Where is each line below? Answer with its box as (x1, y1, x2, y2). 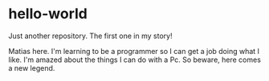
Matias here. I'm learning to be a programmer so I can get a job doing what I (8, 46, 259, 56)
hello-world (8, 5, 88, 23)
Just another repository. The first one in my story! (8, 31, 173, 40)
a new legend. (8, 63, 55, 72)
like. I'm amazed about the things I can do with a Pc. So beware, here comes (8, 55, 261, 64)
